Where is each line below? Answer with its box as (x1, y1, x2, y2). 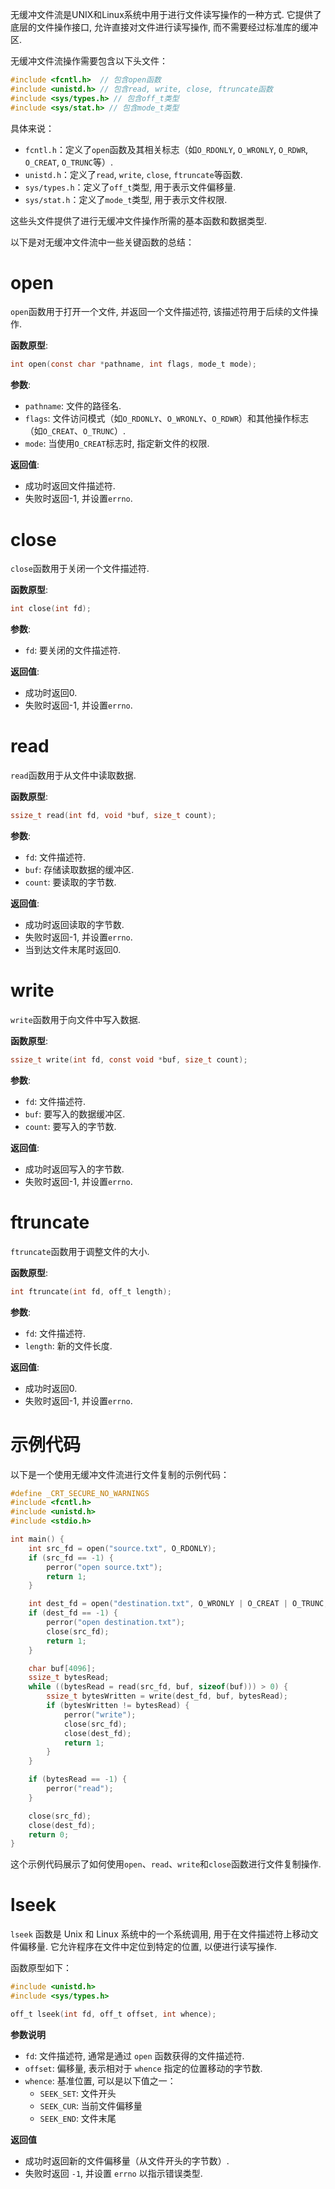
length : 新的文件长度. (24, 1339, 113, 1352)
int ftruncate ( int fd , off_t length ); (10, 1286, 172, 1297)
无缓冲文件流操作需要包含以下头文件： (10, 55, 168, 67)
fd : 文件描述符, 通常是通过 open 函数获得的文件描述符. (24, 2049, 245, 2062)
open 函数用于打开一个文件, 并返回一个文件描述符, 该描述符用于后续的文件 (10, 306, 310, 318)
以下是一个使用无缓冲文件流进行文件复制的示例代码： (10, 1468, 230, 1480)
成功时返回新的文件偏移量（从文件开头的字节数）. (24, 2154, 230, 2167)
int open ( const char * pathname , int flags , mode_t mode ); (10, 359, 257, 370)
